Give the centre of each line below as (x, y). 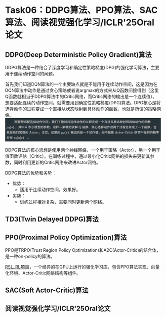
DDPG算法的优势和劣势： (31, 173)
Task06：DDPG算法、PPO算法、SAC (82, 10)
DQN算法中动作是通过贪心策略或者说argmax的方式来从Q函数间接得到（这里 (82, 90)
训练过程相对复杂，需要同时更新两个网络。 (63, 202)
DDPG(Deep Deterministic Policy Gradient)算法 (79, 55)
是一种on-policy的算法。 (30, 256)
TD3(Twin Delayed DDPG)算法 (52, 219)
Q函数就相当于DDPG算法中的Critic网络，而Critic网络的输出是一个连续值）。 (81, 96)
